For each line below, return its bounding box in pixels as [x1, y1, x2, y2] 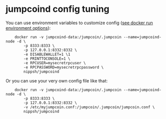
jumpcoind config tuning [5, 3, 110, 15]
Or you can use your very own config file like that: [5, 78, 108, 83]
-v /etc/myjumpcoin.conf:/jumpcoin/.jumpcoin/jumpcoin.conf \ [23, 105, 155, 110]
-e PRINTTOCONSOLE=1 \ [23, 56, 71, 61]
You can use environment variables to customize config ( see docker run [5, 20, 153, 26]
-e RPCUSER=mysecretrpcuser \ [23, 60, 86, 65]
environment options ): [5, 25, 51, 31]
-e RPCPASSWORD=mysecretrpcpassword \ [23, 65, 104, 70]
